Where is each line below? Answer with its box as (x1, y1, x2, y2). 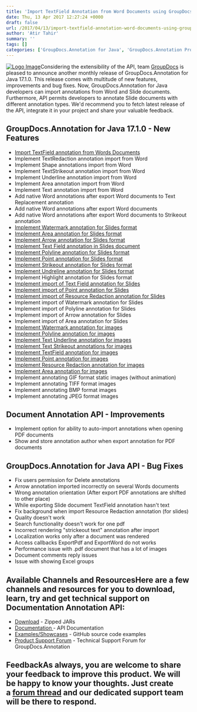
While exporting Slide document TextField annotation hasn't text (14, 501, 170, 509)
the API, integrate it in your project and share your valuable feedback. (6, 107, 174, 114)
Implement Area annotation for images (14, 367, 107, 374)
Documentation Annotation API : (6, 603, 125, 613)
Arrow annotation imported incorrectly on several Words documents (14, 483, 179, 490)
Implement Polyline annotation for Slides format (14, 248, 130, 256)
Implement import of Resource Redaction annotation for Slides (14, 292, 165, 300)
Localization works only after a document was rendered (14, 533, 150, 540)
